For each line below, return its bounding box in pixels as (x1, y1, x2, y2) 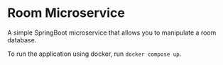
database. (7, 35, 37, 44)
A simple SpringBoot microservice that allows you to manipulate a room (7, 28, 217, 37)
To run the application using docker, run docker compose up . (7, 49, 182, 58)
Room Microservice (7, 5, 126, 21)
